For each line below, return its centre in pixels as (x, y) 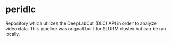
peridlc (21, 9)
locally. (13, 34)
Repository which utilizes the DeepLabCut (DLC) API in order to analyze (81, 23)
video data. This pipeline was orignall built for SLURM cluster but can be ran (86, 28)
